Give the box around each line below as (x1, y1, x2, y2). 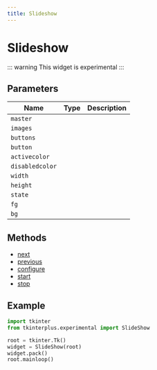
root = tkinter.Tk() (7, 337, 67, 344)
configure (17, 265, 46, 273)
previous (17, 257, 43, 266)
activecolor (10, 153, 50, 161)
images (10, 124, 33, 132)
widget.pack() (7, 350, 48, 357)
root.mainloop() (7, 356, 54, 363)
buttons (10, 134, 36, 142)
